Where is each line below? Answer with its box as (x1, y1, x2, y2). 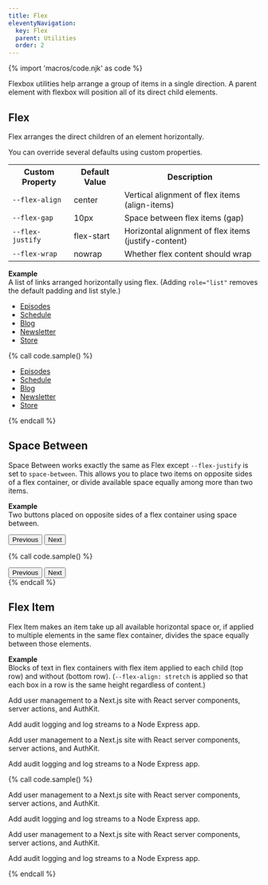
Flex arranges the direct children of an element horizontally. (8, 131, 205, 141)
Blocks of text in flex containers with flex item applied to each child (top (8, 663, 243, 672)
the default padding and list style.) (8, 286, 121, 295)
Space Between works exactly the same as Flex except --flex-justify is (8, 460, 249, 470)
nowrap (73, 248, 102, 259)
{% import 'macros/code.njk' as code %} (8, 63, 144, 73)
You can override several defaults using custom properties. (8, 147, 203, 157)
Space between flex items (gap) (124, 212, 245, 223)
